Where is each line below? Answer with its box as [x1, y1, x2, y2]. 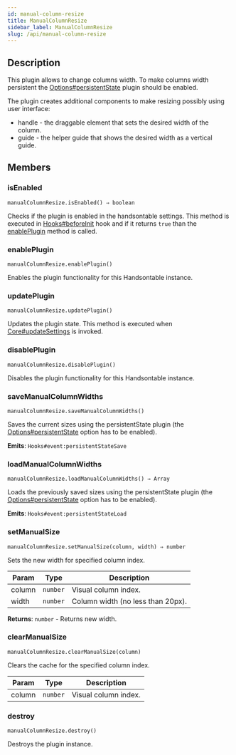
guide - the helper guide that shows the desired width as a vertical [17, 133, 213, 142]
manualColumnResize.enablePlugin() [7, 261, 113, 268]
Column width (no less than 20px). [71, 596, 187, 606]
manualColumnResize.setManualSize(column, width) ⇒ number [7, 543, 186, 551]
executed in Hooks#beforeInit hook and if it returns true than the [7, 219, 197, 228]
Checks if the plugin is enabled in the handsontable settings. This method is [7, 212, 230, 220]
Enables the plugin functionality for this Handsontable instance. [7, 274, 193, 282]
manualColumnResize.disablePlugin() [7, 361, 116, 368]
